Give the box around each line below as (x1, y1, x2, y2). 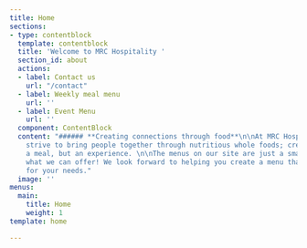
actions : (17, 65, 51, 74)
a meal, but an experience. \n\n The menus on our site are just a (26, 149, 284, 158)
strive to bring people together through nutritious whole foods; (26, 140, 284, 150)
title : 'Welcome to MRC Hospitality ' (17, 47, 166, 57)
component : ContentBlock (17, 124, 112, 133)
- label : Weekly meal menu (17, 89, 121, 98)
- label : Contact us (17, 73, 96, 82)
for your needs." (26, 166, 92, 175)
